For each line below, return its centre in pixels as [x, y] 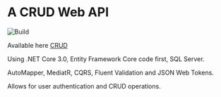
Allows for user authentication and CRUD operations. [84, 86]
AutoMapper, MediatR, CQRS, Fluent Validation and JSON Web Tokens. [110, 72]
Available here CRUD [38, 45]
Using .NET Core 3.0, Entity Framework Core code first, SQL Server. [106, 59]
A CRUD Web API [58, 12]
